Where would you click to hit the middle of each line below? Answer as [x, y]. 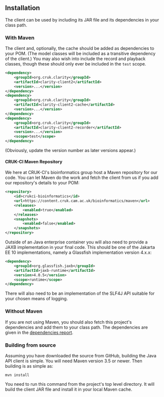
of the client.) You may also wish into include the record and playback [75, 59]
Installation [23, 8]
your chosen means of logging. [36, 299]
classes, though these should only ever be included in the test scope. [76, 64]
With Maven [20, 38]
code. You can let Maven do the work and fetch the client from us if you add [82, 177]
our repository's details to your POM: [42, 183]
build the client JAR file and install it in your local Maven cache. [69, 389]
